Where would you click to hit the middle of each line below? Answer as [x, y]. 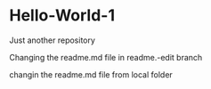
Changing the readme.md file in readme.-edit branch [106, 57]
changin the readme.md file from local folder [91, 74]
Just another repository [53, 40]
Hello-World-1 [62, 16]
